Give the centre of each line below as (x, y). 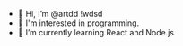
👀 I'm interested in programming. (78, 23)
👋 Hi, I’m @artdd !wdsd (60, 14)
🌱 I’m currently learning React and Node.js (96, 32)
